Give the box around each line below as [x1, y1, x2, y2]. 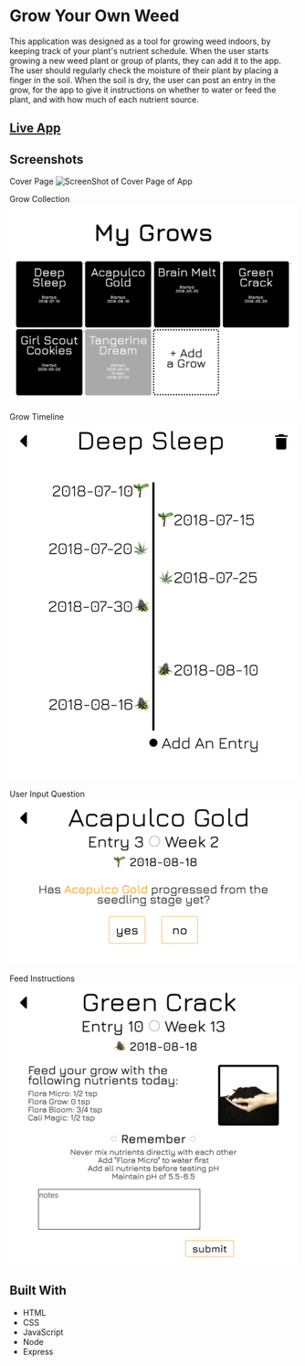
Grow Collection [9, 194, 70, 205]
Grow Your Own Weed [9, 5, 180, 27]
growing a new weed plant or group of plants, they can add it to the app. [9, 55, 281, 66]
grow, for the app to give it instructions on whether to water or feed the [9, 84, 277, 95]
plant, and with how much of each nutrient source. [9, 93, 199, 105]
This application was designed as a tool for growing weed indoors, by [9, 36, 271, 47]
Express [22, 1346, 54, 1357]
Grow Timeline [9, 411, 65, 422]
